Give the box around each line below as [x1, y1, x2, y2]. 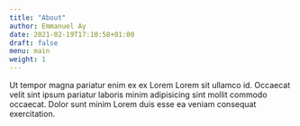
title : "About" [9, 13, 67, 22]
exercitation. [9, 109, 56, 119]
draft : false [9, 38, 59, 48]
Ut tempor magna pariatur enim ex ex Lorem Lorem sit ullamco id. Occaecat [9, 80, 291, 90]
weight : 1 [9, 55, 47, 64]
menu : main [9, 47, 50, 56]
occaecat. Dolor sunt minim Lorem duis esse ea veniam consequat [9, 99, 257, 109]
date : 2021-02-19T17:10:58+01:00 [9, 30, 135, 39]
